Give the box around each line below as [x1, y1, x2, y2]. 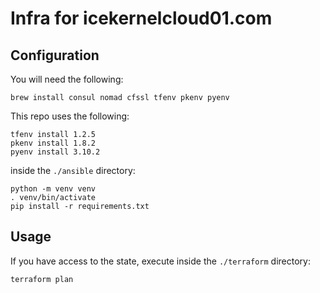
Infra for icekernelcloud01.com [10, 7, 273, 30]
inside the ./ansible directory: [10, 165, 136, 176]
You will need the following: [10, 73, 124, 85]
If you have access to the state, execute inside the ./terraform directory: [10, 255, 311, 267]
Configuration [10, 47, 100, 64]
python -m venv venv [10, 184, 97, 194]
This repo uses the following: [10, 110, 130, 122]
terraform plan [10, 274, 74, 284]
